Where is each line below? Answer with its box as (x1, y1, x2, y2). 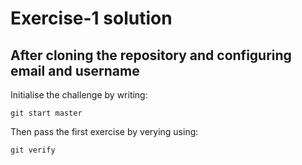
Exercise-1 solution (10, 7, 173, 30)
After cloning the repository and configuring (10, 47, 292, 64)
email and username (10, 62, 140, 79)
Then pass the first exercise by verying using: (10, 126, 199, 137)
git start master (10, 108, 83, 118)
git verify (10, 145, 56, 155)
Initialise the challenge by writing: (10, 89, 148, 101)
